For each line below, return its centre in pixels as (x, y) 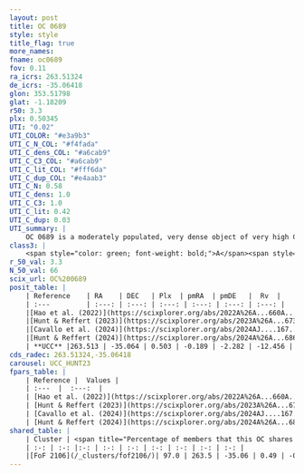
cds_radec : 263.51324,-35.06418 (70, 354)
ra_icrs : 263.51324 (46, 77)
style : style (34, 34)
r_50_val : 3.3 (36, 262)
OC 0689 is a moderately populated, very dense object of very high (157, 237)
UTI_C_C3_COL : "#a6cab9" (56, 161)
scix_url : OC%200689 (48, 279)
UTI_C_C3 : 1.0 (36, 203)
